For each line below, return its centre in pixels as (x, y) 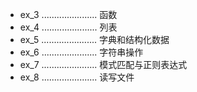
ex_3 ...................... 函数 (68, 14)
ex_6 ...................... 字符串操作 (81, 52)
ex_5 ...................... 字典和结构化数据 (94, 39)
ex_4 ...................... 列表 (68, 27)
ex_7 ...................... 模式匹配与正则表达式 (103, 64)
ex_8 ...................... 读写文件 (77, 77)
